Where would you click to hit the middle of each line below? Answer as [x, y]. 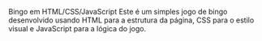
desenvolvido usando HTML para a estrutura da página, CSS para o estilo [131, 20]
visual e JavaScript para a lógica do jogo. [77, 29]
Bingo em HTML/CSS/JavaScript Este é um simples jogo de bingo [118, 12]
